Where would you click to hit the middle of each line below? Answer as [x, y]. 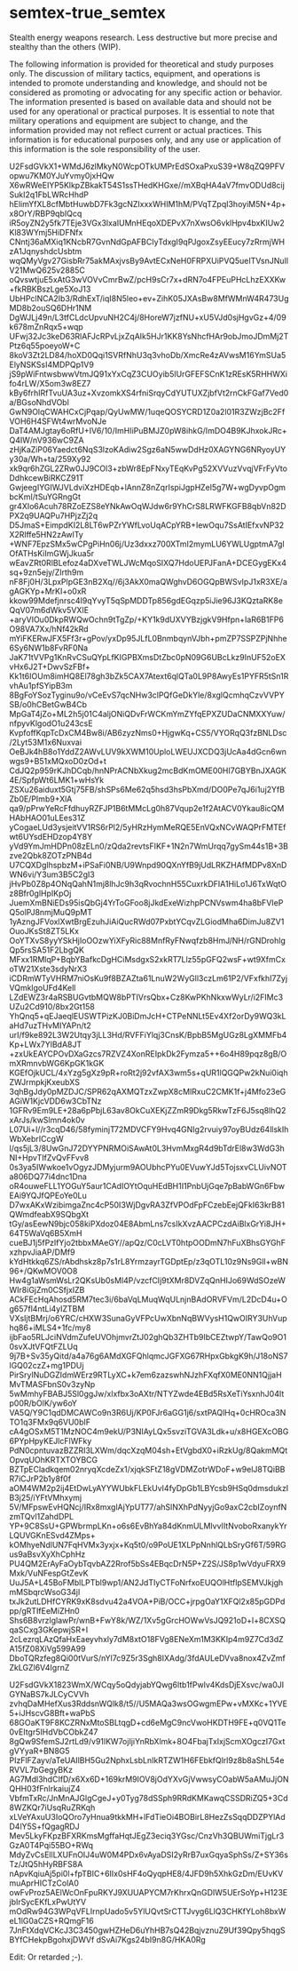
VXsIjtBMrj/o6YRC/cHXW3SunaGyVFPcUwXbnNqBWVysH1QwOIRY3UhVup [149, 1318]
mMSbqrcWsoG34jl [45, 1592]
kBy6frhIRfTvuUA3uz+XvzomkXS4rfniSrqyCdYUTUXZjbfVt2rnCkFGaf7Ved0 [149, 393]
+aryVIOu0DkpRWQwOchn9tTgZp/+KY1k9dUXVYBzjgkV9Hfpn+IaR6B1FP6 [146, 619]
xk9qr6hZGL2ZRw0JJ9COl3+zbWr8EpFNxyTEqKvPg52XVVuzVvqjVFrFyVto [149, 468]
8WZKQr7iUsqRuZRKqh [52, 1807]
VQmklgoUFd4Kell [43, 987]
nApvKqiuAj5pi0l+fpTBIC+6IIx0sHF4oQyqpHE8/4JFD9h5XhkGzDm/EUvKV [146, 1873]
